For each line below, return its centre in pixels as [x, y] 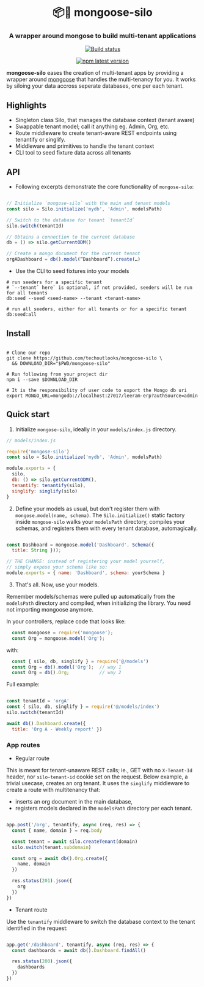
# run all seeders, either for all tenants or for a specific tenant [97, 309]
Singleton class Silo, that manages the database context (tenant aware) [105, 120]
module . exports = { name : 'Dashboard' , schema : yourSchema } [86, 573]
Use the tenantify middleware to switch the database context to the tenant [101, 921]
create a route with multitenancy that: [53, 790]
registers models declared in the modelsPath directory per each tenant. [104, 808]
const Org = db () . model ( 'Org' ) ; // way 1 [67, 667]
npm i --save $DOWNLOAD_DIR [42, 379]
